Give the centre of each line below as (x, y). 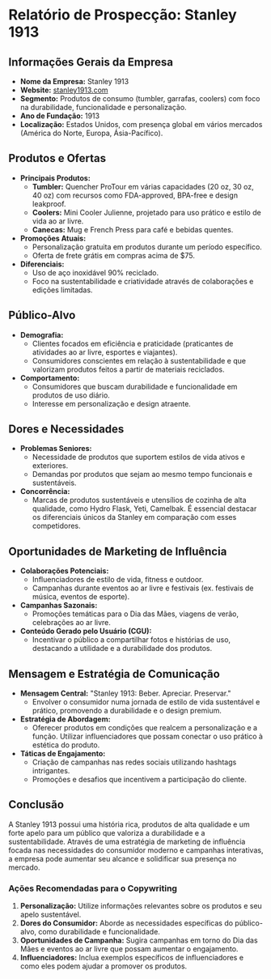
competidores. (56, 526)
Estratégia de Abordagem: (65, 719)
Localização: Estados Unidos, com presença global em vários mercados (141, 124)
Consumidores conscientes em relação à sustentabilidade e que (139, 360)
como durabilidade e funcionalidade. (99, 932)
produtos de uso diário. (71, 395)
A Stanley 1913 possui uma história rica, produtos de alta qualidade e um (129, 824)
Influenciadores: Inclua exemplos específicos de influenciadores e (132, 958)
